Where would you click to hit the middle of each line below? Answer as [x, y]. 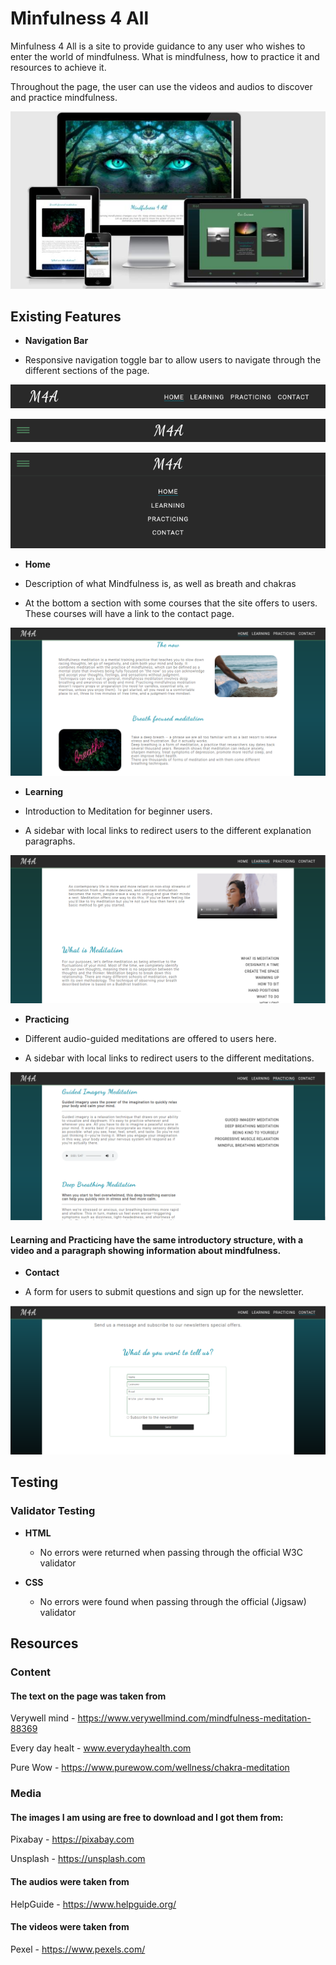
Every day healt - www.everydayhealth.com [101, 1748]
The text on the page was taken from [88, 1696]
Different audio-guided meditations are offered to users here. [150, 1038]
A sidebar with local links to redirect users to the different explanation [168, 831]
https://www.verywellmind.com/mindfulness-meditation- [194, 1718]
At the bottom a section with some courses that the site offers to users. [171, 603]
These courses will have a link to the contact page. [129, 614]
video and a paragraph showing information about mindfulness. [146, 1250]
